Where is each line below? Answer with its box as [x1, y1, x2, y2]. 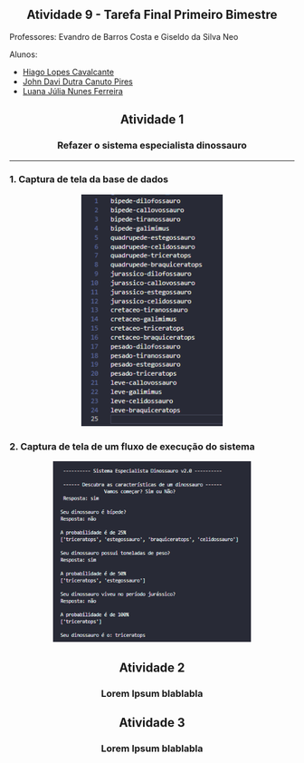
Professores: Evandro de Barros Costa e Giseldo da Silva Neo [9, 31, 239, 42]
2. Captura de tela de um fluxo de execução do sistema [9, 439, 255, 452]
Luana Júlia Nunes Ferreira [22, 85, 124, 96]
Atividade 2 [119, 660, 185, 675]
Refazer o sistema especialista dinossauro [57, 140, 247, 152]
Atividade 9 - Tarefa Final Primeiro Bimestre [26, 7, 278, 23]
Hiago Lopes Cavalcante [22, 66, 115, 77]
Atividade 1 [120, 112, 184, 128]
